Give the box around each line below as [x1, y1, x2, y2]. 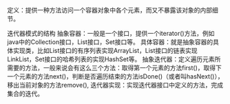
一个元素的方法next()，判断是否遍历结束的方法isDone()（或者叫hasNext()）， [7, 72, 224, 81]
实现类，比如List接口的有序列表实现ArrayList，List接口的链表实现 [12, 47, 198, 54]
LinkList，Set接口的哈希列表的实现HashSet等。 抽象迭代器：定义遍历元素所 [7, 55, 221, 63]
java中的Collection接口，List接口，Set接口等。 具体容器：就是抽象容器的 [7, 38, 213, 46]
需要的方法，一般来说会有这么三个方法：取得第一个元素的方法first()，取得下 [7, 64, 222, 72]
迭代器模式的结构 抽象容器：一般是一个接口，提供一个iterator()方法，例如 [7, 30, 215, 37]
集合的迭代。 [7, 90, 43, 98]
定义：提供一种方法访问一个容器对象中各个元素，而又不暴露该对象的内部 [7, 6, 212, 14]
